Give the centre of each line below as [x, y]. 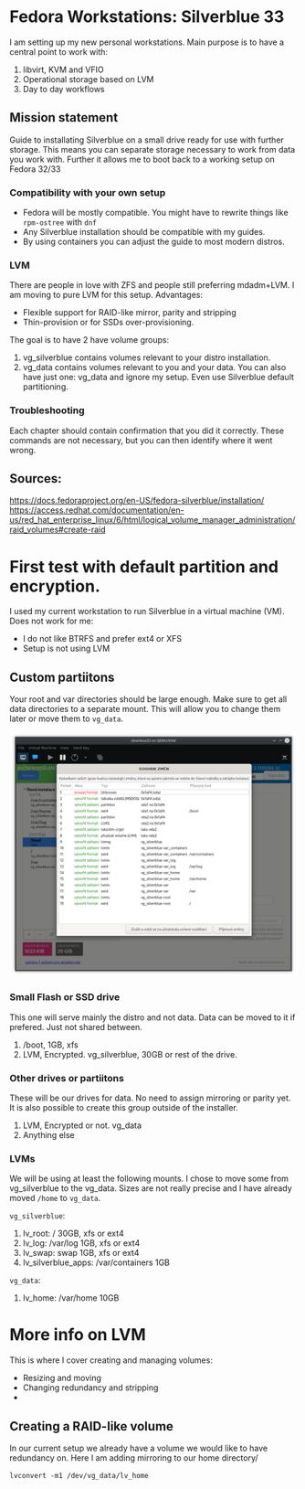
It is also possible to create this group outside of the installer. [124, 1107]
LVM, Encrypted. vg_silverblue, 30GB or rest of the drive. [130, 1054]
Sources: [36, 479]
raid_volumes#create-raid [58, 530]
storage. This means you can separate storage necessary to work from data [152, 149]
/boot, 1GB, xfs [51, 1045]
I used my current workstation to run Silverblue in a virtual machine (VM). [147, 612]
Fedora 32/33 [35, 169]
